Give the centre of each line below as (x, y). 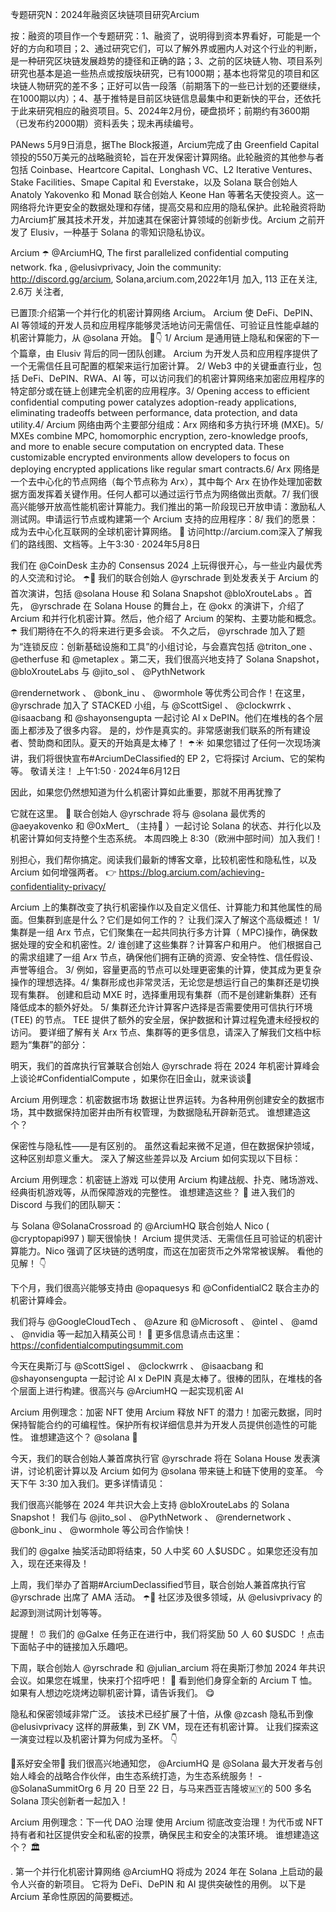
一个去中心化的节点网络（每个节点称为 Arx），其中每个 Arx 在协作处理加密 (162, 481)
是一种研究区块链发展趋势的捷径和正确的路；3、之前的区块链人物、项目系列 (166, 61)
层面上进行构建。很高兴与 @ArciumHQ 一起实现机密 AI (131, 1391)
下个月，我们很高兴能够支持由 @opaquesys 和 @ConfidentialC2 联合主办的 (165, 1287)
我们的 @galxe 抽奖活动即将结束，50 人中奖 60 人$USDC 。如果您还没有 (160, 1551)
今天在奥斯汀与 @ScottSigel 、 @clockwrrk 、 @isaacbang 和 (137, 1366)
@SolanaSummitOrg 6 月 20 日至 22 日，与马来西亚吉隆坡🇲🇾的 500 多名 (161, 1788)
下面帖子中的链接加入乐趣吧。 (71, 1646)
